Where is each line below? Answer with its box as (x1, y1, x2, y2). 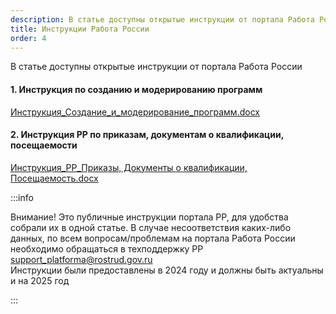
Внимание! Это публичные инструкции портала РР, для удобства (10, 211, 289, 223)
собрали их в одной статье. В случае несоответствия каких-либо (10, 221, 292, 233)
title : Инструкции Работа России (10, 24, 150, 34)
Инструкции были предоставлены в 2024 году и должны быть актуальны (10, 264, 324, 276)
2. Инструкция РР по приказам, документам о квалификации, (10, 129, 284, 141)
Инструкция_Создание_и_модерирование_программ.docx (10, 106, 260, 118)
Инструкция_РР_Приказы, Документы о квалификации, (10, 161, 248, 173)
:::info (10, 191, 34, 203)
